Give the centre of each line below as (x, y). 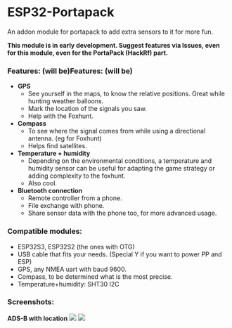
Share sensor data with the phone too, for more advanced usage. (122, 213)
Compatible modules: (45, 231)
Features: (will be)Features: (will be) (70, 71)
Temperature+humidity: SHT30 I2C (68, 284)
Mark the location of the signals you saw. (88, 109)
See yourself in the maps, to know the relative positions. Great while (126, 94)
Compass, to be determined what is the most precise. (95, 276)
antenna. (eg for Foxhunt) (65, 138)
